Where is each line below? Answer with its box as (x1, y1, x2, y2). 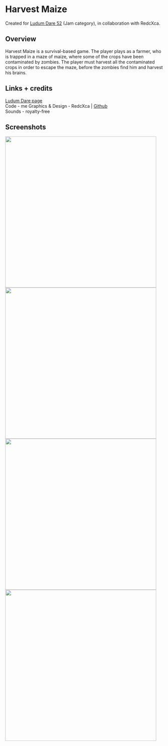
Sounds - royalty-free (5, 108, 50, 114)
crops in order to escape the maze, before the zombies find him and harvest (5, 64, 163, 70)
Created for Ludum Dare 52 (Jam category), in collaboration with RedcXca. (5, 20, 160, 26)
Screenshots (5, 122, 46, 131)
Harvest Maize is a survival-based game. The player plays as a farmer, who (5, 48, 161, 54)
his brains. (5, 70, 27, 76)
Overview (5, 35, 37, 43)
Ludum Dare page (5, 97, 43, 104)
